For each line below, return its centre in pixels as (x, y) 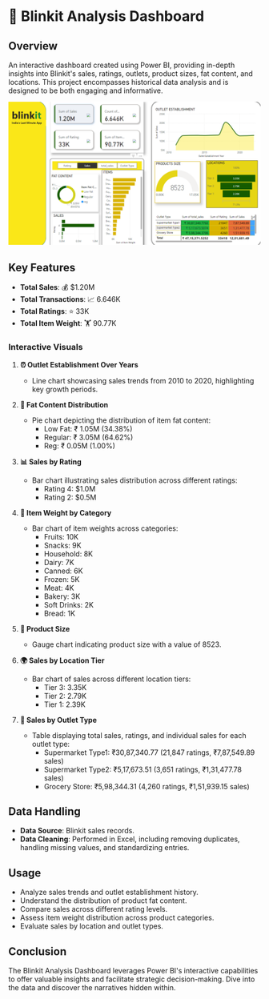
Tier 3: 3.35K (65, 687)
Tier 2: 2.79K (65, 696)
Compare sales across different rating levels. (94, 909)
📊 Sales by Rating (50, 461)
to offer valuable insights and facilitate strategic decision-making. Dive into (132, 979)
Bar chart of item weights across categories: (105, 528)
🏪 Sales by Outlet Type (58, 720)
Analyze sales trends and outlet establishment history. (109, 893)
